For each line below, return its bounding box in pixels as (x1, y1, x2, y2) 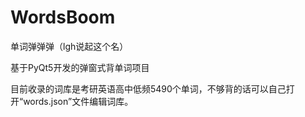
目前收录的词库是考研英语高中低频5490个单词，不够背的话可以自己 (10, 82, 287, 95)
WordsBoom (10, 6, 116, 29)
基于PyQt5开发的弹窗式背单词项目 (10, 61, 150, 73)
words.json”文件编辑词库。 (23, 95, 134, 107)
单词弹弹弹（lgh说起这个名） (10, 40, 129, 52)
